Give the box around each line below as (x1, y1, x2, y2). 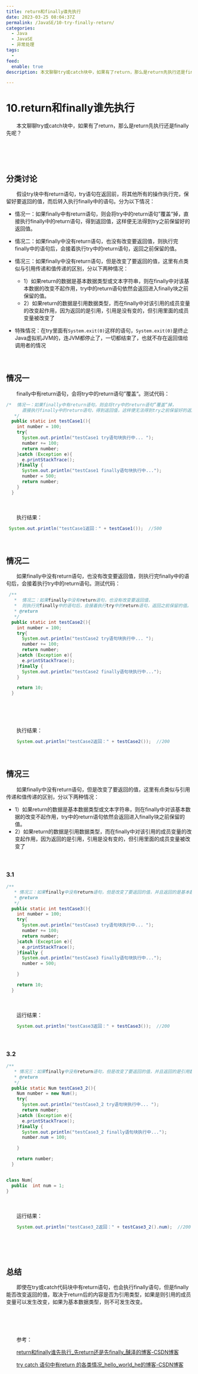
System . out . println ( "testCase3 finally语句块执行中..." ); (21, 955, 162, 961)
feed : (6, 58, 19, 64)
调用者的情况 (14, 342, 46, 349)
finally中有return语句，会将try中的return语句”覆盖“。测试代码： (16, 390, 170, 397)
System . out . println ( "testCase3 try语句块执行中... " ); (21, 922, 154, 928)
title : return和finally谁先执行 (6, 8, 81, 15)
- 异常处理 (11, 42, 35, 48)
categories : (6, 25, 35, 31)
